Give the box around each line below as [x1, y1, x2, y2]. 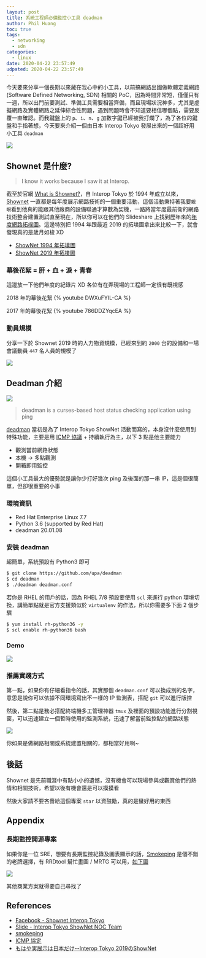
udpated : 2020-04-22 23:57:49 [6, 66, 84, 72]
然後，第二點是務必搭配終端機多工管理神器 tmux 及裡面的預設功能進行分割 [6, 707, 193, 715]
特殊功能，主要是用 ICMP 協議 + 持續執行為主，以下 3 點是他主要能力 [6, 433, 181, 441]
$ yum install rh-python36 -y [6, 621, 84, 627]
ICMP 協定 [15, 937, 42, 944]
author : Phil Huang [6, 20, 56, 26]
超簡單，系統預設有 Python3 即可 [6, 558, 90, 565]
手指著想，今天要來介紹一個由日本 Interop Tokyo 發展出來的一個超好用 [17, 122, 195, 129]
